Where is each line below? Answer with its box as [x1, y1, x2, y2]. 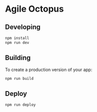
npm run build [5, 76, 34, 81]
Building [5, 54, 31, 62]
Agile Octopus [5, 3, 64, 15]
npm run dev [5, 40, 29, 45]
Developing [5, 23, 40, 31]
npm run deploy [5, 102, 36, 108]
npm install [5, 36, 29, 40]
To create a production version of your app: [5, 67, 93, 73]
